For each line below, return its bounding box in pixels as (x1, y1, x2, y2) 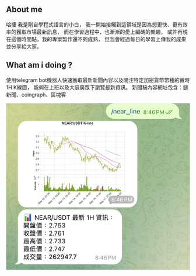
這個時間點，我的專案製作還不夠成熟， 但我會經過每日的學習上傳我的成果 (10, 35, 187, 43)
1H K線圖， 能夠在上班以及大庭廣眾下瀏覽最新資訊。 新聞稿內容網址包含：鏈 (6, 84, 188, 91)
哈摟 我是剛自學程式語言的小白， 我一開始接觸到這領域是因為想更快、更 (6, 20, 178, 28)
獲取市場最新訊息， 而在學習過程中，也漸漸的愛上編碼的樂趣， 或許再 (16, 28, 183, 35)
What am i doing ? (6, 60, 73, 70)
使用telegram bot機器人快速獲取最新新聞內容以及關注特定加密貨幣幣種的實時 (6, 76, 190, 84)
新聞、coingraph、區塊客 (6, 91, 66, 98)
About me (6, 5, 43, 15)
